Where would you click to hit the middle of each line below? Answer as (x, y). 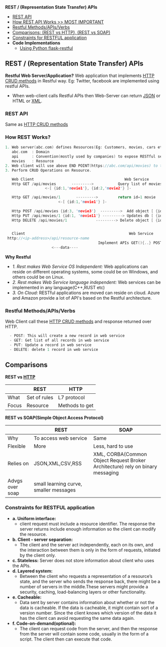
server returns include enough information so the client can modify (88, 529)
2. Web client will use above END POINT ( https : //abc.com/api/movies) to (82, 166)
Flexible (17, 446)
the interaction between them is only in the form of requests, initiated (90, 550)
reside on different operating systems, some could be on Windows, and (85, 271)
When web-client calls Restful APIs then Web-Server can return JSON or (86, 95)
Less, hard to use (113, 446)
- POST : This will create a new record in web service (67, 336)
